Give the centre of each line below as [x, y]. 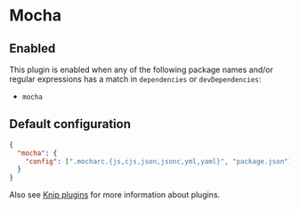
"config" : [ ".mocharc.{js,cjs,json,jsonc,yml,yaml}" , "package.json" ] [159, 161]
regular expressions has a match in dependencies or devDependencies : [135, 79]
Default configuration [70, 124]
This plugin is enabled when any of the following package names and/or [141, 69]
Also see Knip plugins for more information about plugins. [115, 195]
